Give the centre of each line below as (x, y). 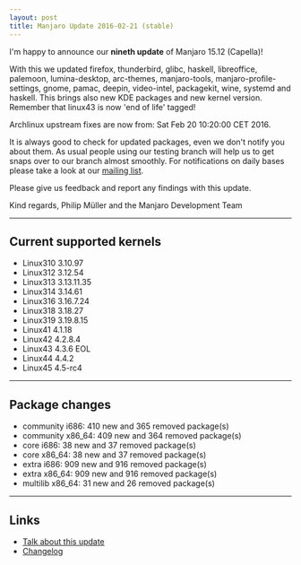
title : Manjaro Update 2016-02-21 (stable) (92, 26)
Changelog (43, 551)
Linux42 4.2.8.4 (52, 339)
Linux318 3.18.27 (52, 311)
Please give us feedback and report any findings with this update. (130, 187)
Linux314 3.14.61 (52, 291)
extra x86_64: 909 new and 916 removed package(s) (120, 474)
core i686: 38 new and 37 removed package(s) (109, 446)
